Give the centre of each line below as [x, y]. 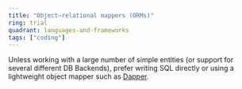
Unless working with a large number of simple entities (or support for [121, 60]
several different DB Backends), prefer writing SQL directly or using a [121, 69]
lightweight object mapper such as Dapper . [79, 76]
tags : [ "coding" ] [37, 37]
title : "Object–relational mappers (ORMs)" [81, 15]
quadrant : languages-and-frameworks [69, 30]
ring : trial [28, 23]
